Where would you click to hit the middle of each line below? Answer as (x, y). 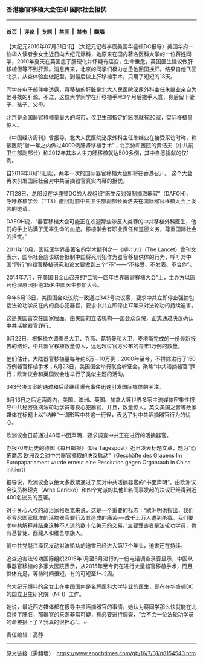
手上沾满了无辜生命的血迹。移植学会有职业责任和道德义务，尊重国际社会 (107, 229)
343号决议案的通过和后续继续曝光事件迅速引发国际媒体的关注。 (85, 386)
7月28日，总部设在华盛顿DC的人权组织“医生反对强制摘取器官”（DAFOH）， (99, 193)
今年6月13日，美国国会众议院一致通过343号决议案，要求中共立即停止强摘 (98, 298)
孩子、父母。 (33, 104)
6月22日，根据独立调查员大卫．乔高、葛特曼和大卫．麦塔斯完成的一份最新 (98, 338)
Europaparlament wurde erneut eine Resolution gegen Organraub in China (99, 462)
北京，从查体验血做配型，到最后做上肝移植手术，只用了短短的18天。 (91, 76)
